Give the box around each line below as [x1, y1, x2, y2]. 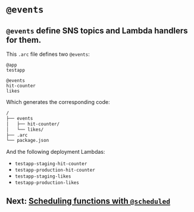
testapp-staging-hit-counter [14, 161, 87, 167]
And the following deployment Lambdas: [6, 148, 105, 156]
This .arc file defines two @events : [6, 50, 90, 58]
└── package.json [6, 138, 49, 144]
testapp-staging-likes [14, 173, 71, 179]
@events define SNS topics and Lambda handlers [6, 26, 189, 36]
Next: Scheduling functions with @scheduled [6, 196, 171, 206]
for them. [6, 34, 42, 45]
